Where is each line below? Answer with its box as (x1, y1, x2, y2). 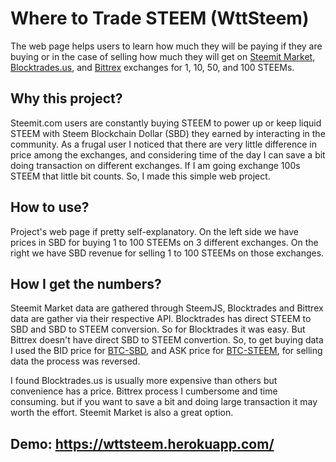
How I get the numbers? (10, 275, 162, 292)
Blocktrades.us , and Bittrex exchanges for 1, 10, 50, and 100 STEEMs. (10, 61, 295, 73)
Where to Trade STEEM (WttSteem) (10, 7, 310, 30)
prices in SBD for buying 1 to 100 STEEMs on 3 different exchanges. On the (10, 236, 319, 248)
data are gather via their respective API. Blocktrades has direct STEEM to (10, 313, 312, 325)
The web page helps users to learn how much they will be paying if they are (10, 40, 323, 52)
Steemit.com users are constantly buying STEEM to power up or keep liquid (10, 117, 322, 129)
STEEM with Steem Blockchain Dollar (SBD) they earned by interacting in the (10, 127, 326, 139)
